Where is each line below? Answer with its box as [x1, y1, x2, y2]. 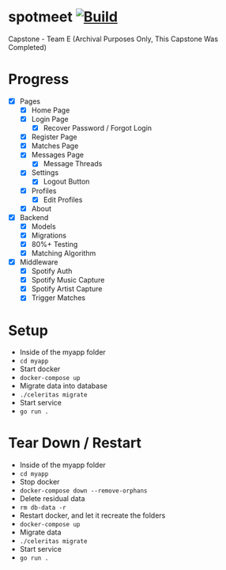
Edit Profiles [43, 195, 83, 204]
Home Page [31, 105, 70, 115]
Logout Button [43, 177, 90, 186]
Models [31, 222, 57, 231]
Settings [31, 168, 59, 177]
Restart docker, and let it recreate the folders [19, 511, 166, 520]
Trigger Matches [31, 293, 85, 302]
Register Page [31, 132, 77, 142]
